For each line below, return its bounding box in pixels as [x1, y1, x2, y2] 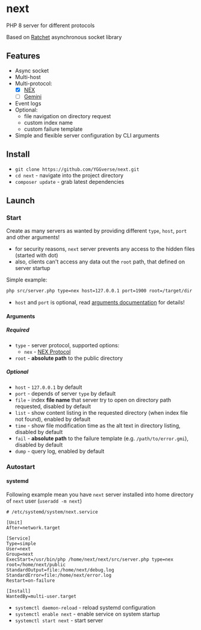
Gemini [23, 93, 42, 100]
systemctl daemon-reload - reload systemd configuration [14, 603, 156, 611]
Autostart [6, 462, 35, 471]
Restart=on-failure [6, 578, 55, 584]
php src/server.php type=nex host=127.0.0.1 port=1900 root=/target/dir [6, 288, 193, 294]
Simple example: [6, 276, 48, 283]
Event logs [14, 99, 42, 107]
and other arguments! [6, 234, 60, 241]
